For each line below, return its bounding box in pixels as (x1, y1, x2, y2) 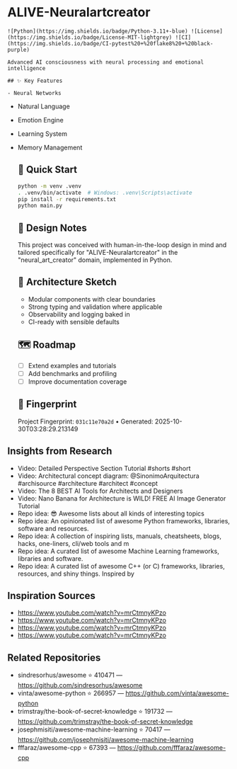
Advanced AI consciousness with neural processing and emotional (7, 58, 204, 66)
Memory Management (17, 143, 83, 152)
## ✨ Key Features (7, 77, 63, 84)
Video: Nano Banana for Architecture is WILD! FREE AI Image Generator (17, 494, 226, 503)
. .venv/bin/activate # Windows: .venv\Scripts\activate (17, 189, 192, 196)
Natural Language (17, 102, 71, 110)
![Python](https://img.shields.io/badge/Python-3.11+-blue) (7, 28, 189, 35)
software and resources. (17, 524, 90, 532)
